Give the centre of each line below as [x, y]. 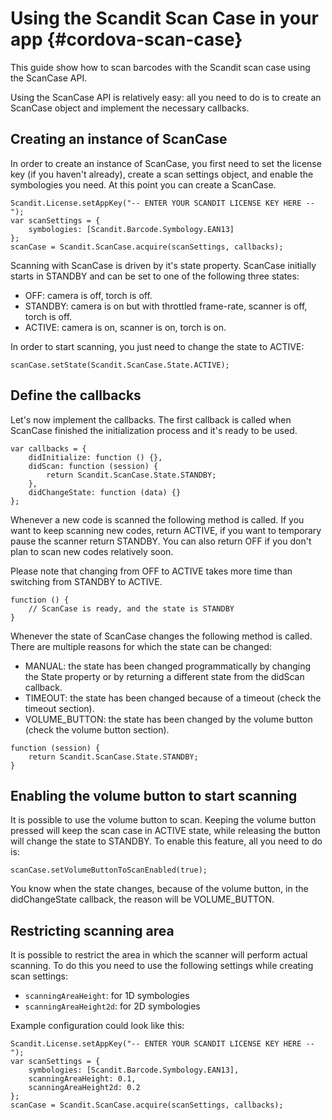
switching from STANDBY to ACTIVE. [86, 581]
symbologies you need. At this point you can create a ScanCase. [143, 184]
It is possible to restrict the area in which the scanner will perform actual [159, 955]
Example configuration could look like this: [97, 1026]
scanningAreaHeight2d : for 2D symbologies [112, 1006]
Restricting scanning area [92, 930]
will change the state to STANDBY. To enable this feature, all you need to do [166, 841]
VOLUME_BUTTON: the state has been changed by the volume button [168, 719]
